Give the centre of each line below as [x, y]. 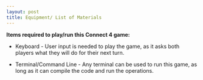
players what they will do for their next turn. [70, 52]
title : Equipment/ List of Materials [54, 17]
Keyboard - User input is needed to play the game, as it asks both [97, 46]
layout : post [23, 12]
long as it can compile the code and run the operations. [84, 70]
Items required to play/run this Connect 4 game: [68, 34]
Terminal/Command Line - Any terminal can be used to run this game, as [106, 64]
